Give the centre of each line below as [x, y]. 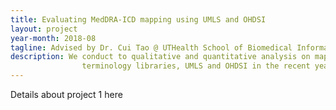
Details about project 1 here [66, 94]
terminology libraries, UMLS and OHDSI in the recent [196, 66]
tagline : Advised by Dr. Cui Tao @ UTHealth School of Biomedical [151, 47]
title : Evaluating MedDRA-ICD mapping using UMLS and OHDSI [138, 19]
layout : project [44, 29]
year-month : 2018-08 [53, 38]
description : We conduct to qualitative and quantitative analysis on [160, 57]
